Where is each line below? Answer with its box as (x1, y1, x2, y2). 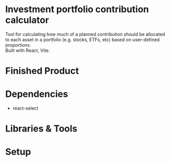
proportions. (5, 42, 32, 48)
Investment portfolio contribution (5, 4, 149, 15)
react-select (12, 105, 39, 111)
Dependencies (5, 88, 68, 100)
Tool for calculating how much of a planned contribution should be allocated (5, 31, 165, 37)
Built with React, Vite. (5, 47, 50, 53)
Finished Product (5, 65, 79, 77)
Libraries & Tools (5, 123, 78, 135)
